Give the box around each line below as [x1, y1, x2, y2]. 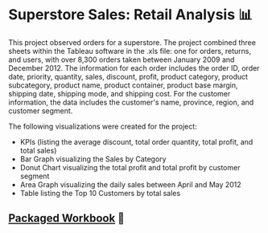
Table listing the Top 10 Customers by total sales [19, 188, 181, 198]
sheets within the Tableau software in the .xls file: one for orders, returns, [8, 46, 252, 55]
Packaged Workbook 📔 [8, 211, 125, 225]
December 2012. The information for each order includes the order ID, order [8, 63, 260, 72]
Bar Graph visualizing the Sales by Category [19, 153, 167, 164]
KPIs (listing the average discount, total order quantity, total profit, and [19, 137, 254, 146]
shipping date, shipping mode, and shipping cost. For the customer [8, 88, 231, 98]
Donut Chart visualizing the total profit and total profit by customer [19, 162, 241, 172]
